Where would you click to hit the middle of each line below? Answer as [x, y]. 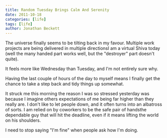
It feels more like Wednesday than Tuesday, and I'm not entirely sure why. [82, 69]
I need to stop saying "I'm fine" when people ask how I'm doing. [72, 130]
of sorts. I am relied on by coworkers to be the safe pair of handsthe [76, 110]
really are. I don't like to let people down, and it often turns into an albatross [84, 104]
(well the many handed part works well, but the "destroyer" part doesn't [80, 54]
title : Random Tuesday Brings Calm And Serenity [57, 10]
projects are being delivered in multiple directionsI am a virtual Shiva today [83, 48]
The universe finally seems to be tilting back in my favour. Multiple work [80, 43]
